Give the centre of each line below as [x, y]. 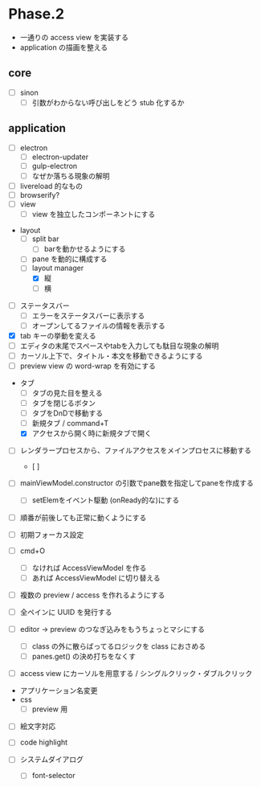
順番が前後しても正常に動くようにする [83, 517]
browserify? [40, 195]
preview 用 [50, 709]
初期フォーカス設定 [52, 535]
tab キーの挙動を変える [58, 335]
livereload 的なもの [51, 186]
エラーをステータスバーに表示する [88, 315]
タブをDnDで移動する [67, 413]
